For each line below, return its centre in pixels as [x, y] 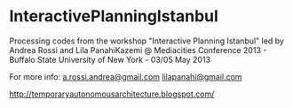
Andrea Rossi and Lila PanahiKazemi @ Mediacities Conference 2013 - [138, 50]
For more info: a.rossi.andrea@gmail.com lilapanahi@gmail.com [126, 76]
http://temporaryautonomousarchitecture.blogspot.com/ [112, 94]
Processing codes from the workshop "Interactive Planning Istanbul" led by [146, 41]
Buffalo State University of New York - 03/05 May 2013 [110, 59]
